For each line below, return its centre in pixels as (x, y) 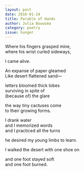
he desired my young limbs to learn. (41, 140)
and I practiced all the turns (33, 130)
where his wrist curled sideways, (38, 52)
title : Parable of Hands (30, 19)
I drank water (18, 120)
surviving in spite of (25, 91)
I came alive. (18, 61)
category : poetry (23, 28)
